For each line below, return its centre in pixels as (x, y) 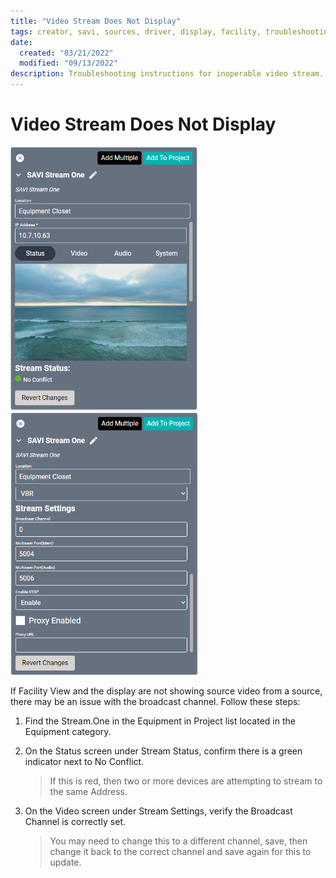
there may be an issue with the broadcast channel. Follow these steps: (155, 701)
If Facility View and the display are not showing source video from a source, (166, 691)
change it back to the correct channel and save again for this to (180, 851)
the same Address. (88, 791)
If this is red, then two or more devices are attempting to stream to (186, 781)
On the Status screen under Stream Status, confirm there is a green (163, 751)
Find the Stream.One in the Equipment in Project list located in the (160, 721)
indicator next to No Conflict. (84, 761)
